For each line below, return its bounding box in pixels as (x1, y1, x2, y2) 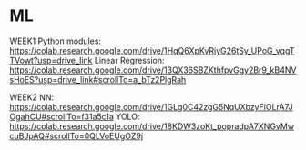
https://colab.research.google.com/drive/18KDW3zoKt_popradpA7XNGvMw (9, 120, 294, 132)
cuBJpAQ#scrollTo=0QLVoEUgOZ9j (9, 130, 144, 141)
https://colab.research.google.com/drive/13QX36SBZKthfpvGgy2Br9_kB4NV (9, 65, 297, 75)
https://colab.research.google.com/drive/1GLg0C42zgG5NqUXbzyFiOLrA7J (9, 101, 293, 112)
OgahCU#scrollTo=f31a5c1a (9, 111, 114, 122)
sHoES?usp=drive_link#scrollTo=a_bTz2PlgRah (9, 74, 187, 85)
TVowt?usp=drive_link (9, 55, 93, 65)
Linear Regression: (94, 55, 166, 65)
